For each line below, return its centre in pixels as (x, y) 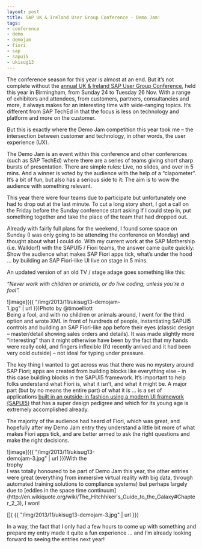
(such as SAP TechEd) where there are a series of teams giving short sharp (100, 160)
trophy (15, 465)
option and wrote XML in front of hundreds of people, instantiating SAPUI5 (99, 321)
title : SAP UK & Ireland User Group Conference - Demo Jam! (84, 17)
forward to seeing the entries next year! (56, 539)
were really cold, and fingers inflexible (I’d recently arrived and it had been (99, 346)
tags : (14, 23)
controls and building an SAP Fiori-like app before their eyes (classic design (101, 327)
